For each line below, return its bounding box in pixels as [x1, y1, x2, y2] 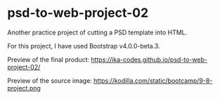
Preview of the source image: [7, 76, 93, 85]
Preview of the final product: [7, 55, 90, 64]
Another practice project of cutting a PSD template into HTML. [7, 28, 188, 37]
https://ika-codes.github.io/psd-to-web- [91, 55, 207, 64]
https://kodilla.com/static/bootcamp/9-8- [93, 76, 213, 85]
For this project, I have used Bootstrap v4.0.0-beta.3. [7, 41, 160, 50]
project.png [7, 84, 41, 92]
